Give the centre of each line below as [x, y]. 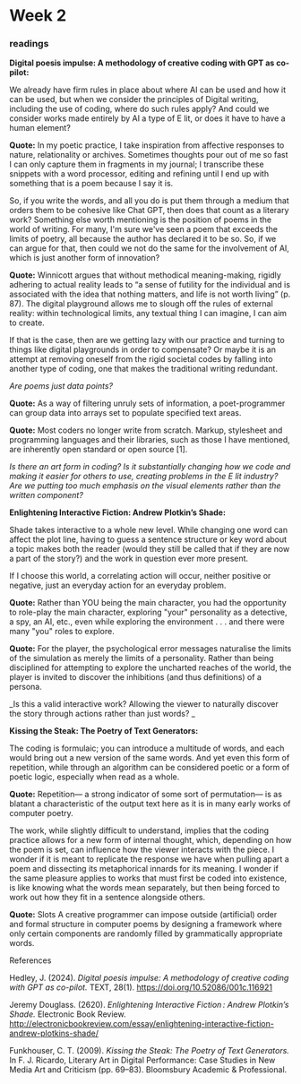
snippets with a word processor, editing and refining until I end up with [139, 174]
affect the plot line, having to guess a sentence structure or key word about [148, 539]
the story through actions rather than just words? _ [102, 714]
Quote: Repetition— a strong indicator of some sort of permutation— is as [146, 795]
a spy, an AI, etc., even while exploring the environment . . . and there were [147, 622]
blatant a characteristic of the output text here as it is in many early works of [150, 804]
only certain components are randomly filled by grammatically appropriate [146, 933]
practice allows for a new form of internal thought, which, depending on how [150, 840]
